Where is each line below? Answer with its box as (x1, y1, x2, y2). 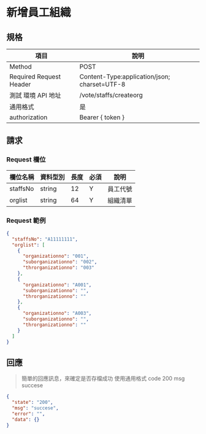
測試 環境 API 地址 (9, 91, 61, 99)
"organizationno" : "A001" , (22, 282, 92, 288)
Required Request (9, 72, 61, 80)
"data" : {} (12, 416, 40, 422)
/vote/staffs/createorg (79, 91, 143, 99)
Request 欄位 (6, 155, 46, 164)
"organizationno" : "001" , (22, 253, 89, 260)
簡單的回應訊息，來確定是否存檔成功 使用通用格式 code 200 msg (21, 375, 185, 382)
